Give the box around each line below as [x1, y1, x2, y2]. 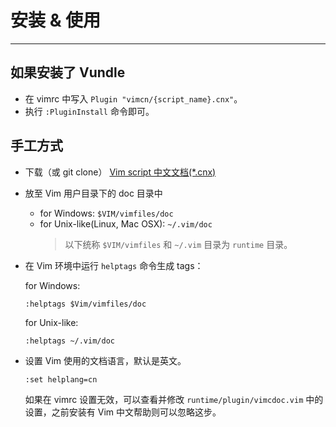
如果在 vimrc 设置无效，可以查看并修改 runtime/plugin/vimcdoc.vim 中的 [24, 393, 324, 405]
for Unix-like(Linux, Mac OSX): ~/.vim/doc [39, 217, 213, 230]
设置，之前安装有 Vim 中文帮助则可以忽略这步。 [24, 406, 222, 418]
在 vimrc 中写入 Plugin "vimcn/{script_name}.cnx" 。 [24, 92, 243, 105]
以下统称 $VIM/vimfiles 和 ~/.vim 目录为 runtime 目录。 [64, 238, 293, 250]
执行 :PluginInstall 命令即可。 [24, 105, 155, 117]
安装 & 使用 [10, 9, 102, 32]
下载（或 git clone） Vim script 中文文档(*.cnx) [24, 166, 217, 178]
